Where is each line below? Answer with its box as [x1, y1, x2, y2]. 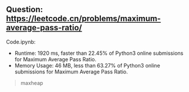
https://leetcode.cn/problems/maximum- [6, 14, 161, 24]
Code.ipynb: [6, 38, 36, 45]
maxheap [20, 79, 43, 86]
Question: [6, 5, 43, 15]
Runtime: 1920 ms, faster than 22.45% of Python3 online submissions [14, 49, 184, 56]
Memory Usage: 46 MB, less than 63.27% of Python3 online [14, 62, 160, 69]
